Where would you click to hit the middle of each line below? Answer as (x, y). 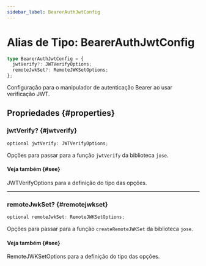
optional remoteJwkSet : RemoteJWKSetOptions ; (66, 217)
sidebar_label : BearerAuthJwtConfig (53, 12)
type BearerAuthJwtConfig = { (46, 59)
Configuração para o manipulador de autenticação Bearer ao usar (90, 88)
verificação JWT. (28, 94)
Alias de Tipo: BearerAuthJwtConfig (101, 42)
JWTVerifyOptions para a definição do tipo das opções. (77, 183)
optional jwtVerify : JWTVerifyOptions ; (58, 143)
